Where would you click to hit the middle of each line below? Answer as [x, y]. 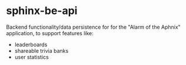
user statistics [31, 57]
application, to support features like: [50, 33]
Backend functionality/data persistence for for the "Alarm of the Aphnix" [93, 27]
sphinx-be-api [42, 11]
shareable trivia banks [41, 50]
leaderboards [31, 45]
